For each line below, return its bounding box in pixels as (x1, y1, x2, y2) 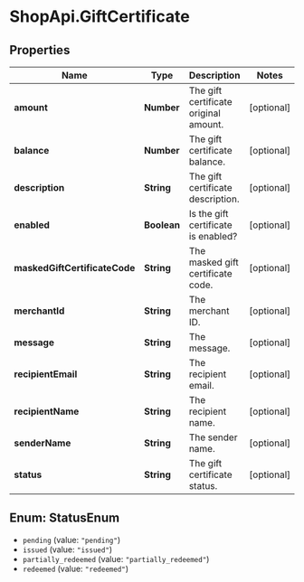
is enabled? (188, 230, 238, 242)
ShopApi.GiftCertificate (9, 6, 190, 27)
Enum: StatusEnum (9, 511, 120, 526)
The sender (188, 431, 238, 444)
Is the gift (188, 208, 229, 220)
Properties (9, 42, 71, 58)
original (188, 107, 222, 119)
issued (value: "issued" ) (22, 544, 113, 555)
